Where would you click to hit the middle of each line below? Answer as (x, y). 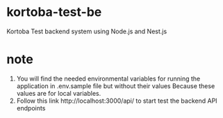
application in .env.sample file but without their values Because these (116, 86)
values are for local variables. (59, 93)
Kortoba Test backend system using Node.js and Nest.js (87, 31)
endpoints (31, 108)
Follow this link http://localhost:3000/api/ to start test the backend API (117, 101)
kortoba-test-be (54, 12)
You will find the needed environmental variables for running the (108, 78)
